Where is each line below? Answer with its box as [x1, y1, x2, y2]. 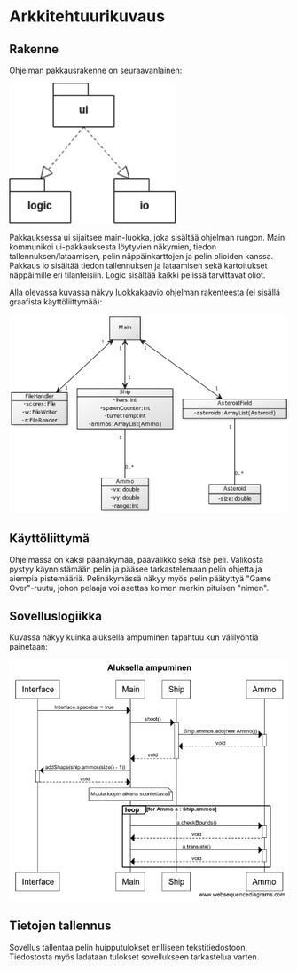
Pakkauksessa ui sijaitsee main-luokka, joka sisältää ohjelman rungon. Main [9, 232, 285, 242]
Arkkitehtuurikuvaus [9, 6, 166, 27]
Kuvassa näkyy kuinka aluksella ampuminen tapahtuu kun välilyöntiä [9, 632, 259, 643]
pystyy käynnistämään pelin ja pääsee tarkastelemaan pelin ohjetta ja [9, 564, 262, 574]
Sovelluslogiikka [9, 608, 102, 623]
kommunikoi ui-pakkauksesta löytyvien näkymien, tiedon [9, 241, 217, 252]
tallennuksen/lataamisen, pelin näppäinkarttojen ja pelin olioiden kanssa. [9, 250, 274, 261]
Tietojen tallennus [9, 919, 112, 934]
